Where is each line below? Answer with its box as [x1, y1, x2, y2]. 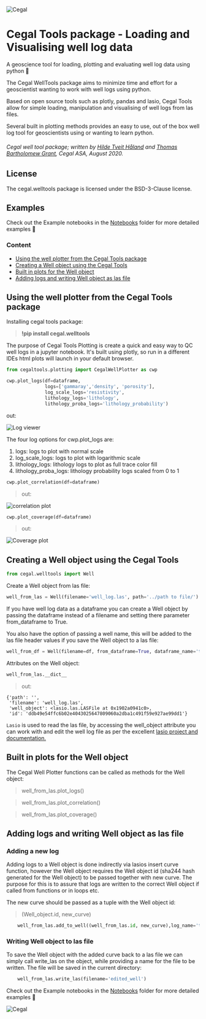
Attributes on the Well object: [6, 659, 80, 666]
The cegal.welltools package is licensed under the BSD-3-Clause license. [6, 185, 192, 192]
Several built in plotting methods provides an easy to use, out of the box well [6, 122, 200, 130]
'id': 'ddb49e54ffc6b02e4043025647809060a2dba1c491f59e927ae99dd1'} [9, 710, 188, 717]
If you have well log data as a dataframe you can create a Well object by [6, 605, 188, 612]
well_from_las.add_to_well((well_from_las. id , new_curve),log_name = [17, 923, 196, 929]
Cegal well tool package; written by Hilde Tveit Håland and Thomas [6, 143, 178, 150]
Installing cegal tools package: [6, 318, 83, 326]
